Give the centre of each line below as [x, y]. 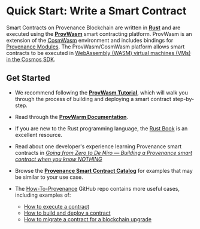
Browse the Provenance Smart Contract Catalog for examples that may [104, 170]
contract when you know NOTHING [59, 159]
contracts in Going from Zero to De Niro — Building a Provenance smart [104, 152]
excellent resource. [39, 135]
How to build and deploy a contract [67, 213]
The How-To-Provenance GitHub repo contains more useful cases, [97, 188]
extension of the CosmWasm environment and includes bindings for [90, 40]
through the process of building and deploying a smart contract [93, 99]
